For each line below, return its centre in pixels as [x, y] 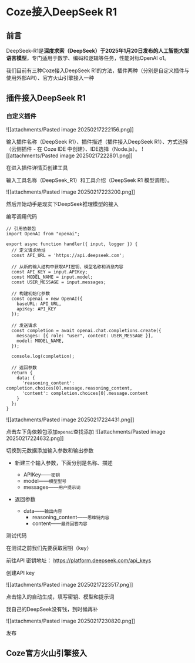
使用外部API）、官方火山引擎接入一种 [50, 78]
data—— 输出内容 [43, 510]
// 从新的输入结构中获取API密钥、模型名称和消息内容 [67, 267]
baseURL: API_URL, [39, 304]
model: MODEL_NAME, [41, 341]
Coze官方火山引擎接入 [47, 653]
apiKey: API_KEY [37, 309]
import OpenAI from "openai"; [43, 234]
